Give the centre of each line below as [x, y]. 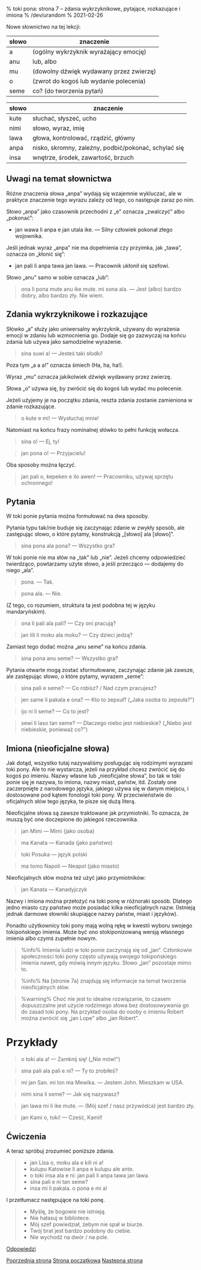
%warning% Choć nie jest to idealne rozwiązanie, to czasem [96, 999]
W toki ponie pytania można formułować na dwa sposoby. [78, 516]
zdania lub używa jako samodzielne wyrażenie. [64, 341]
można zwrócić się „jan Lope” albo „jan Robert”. [80, 1018]
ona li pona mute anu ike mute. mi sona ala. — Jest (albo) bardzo [101, 289]
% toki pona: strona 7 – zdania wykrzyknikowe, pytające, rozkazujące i [94, 9]
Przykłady [32, 1043]
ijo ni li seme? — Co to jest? [55, 711]
